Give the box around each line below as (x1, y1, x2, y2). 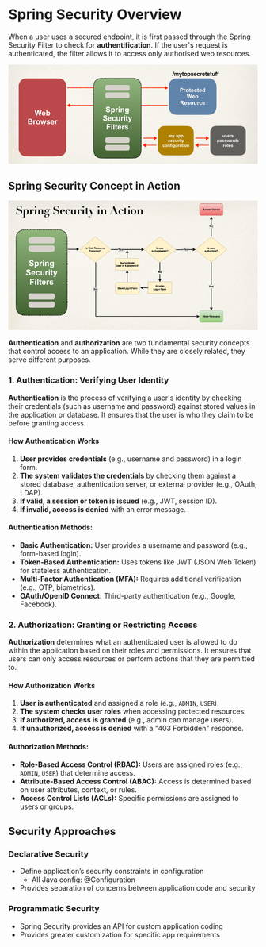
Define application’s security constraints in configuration (19, 867, 204, 876)
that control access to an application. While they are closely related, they (8, 347, 245, 356)
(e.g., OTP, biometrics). (19, 582, 96, 592)
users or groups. (19, 802, 74, 811)
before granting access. (8, 418, 86, 428)
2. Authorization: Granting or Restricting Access (8, 619, 198, 630)
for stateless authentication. (19, 565, 112, 575)
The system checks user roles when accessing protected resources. (19, 706, 247, 716)
